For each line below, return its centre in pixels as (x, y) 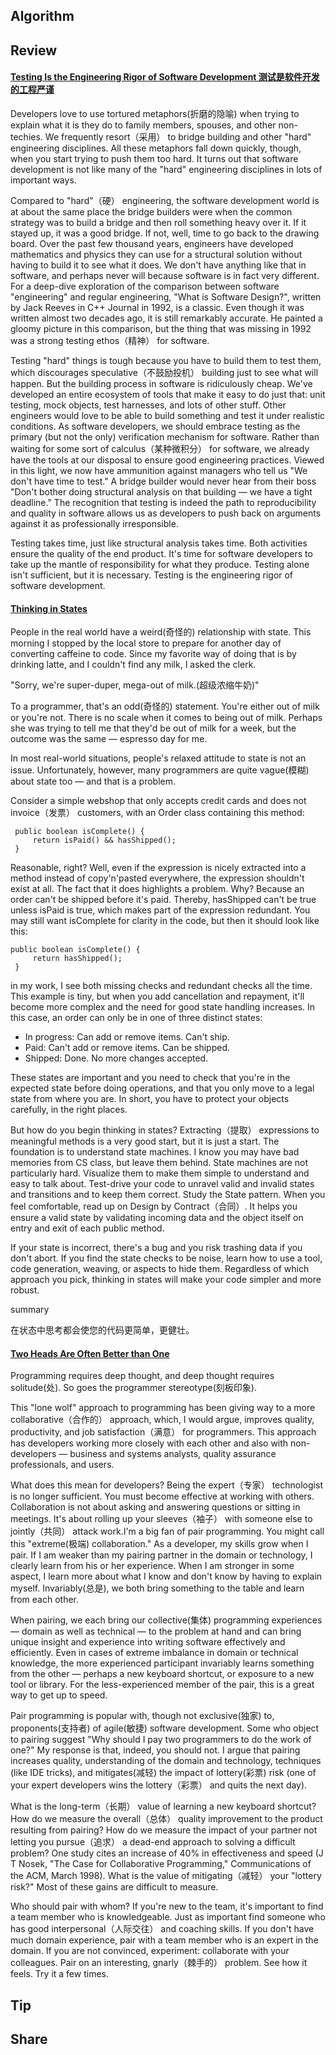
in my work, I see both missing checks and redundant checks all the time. (161, 986)
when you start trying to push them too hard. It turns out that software (154, 158)
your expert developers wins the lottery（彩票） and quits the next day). (159, 1785)
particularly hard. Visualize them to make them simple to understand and (160, 1173)
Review (34, 50)
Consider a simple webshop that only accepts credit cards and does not (158, 801)
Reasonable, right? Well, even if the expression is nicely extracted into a (158, 868)
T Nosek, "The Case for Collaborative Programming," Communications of (161, 1864)
